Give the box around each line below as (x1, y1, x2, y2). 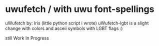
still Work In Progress (5, 35, 49, 41)
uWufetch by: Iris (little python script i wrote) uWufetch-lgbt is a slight (5, 20, 149, 26)
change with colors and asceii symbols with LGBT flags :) (5, 25, 123, 31)
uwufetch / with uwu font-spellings (5, 3, 154, 15)
